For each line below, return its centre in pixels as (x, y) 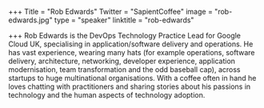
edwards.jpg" (31, 20)
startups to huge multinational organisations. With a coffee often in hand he (132, 78)
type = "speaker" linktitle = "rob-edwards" (124, 20)
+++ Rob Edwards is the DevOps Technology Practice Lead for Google (125, 36)
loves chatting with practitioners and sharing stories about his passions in (130, 86)
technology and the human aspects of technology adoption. (107, 95)
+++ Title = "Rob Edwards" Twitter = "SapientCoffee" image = (111, 12)
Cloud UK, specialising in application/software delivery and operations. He (131, 44)
